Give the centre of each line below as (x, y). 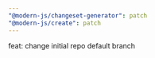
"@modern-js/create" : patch (55, 23)
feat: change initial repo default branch (72, 45)
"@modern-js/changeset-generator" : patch (78, 15)
